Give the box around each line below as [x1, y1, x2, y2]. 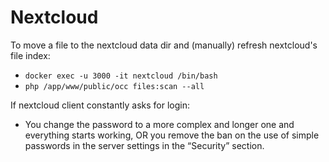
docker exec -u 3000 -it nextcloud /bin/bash [24, 71, 218, 81]
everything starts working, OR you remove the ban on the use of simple [24, 129, 320, 141]
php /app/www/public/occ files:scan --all [24, 81, 205, 91]
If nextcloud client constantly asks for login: [10, 99, 191, 111]
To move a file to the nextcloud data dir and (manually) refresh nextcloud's [10, 39, 318, 51]
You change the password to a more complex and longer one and [24, 118, 295, 130]
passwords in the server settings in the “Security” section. [24, 139, 265, 151]
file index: [10, 49, 51, 61]
